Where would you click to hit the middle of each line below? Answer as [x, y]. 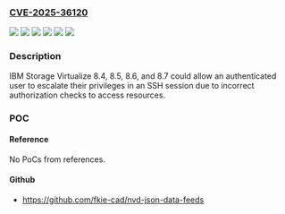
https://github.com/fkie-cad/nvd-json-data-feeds [113, 200]
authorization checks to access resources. [88, 95]
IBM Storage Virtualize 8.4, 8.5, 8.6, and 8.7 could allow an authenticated [143, 76]
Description [35, 56]
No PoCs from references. [57, 159]
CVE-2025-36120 [49, 13]
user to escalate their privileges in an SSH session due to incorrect [132, 85]
